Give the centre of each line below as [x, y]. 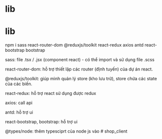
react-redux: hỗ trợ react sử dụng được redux [51, 93]
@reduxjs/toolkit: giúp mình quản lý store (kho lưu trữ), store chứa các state [81, 79]
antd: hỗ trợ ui [19, 112]
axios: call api [19, 103]
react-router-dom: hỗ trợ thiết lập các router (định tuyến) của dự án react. [79, 69]
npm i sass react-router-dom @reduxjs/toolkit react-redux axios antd [74, 45]
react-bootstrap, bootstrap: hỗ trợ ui [41, 122]
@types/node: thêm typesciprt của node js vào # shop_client [66, 131]
